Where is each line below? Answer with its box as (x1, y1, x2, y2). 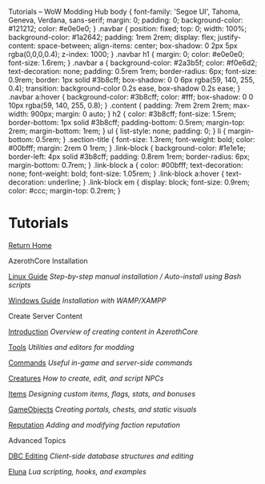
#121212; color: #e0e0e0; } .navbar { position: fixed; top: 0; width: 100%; (8, 24, 247, 33)
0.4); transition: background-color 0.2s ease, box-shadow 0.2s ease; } (8, 83, 241, 93)
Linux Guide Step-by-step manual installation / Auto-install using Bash (8, 271, 242, 281)
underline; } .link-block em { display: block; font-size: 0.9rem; (47, 177, 251, 187)
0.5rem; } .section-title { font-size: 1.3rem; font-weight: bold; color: (35, 135, 255, 144)
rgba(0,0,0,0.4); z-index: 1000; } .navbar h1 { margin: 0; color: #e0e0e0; (8, 50, 245, 59)
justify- (217, 32, 242, 42)
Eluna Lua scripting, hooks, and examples (8, 466, 147, 476)
